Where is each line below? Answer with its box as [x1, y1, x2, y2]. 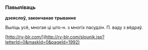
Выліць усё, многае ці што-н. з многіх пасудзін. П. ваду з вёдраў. [5, 25, 143, 30]
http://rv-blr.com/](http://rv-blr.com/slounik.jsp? [6, 34, 105, 40]
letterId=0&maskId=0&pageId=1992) [5, 39, 80, 45]
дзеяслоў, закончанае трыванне [5, 15, 76, 21]
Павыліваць [5, 4, 36, 11]
